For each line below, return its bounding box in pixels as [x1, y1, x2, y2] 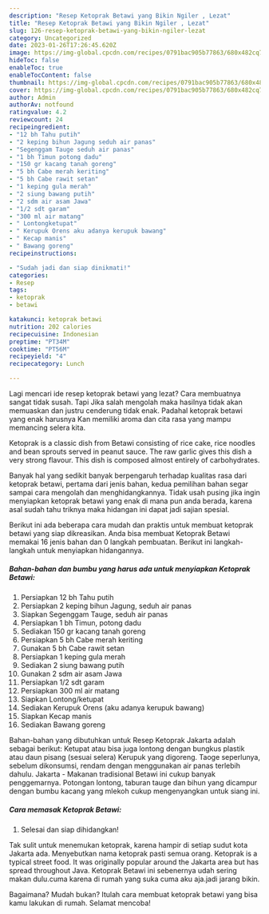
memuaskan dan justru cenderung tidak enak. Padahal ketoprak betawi [9, 406, 243, 415]
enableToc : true [9, 64, 63, 72]
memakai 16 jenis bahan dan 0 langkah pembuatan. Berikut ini [9, 537, 212, 546]
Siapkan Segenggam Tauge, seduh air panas [20, 609, 168, 619]
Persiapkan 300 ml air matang [20, 685, 120, 695]
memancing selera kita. [9, 423, 86, 432]
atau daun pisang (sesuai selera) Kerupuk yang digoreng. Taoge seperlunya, [9, 752, 260, 761]
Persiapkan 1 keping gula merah [20, 652, 126, 662]
